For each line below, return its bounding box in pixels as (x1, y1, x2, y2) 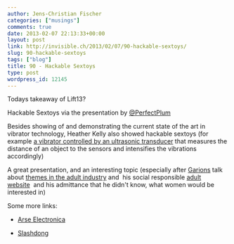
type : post (7, 69, 39, 76)
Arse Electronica (17, 215, 65, 224)
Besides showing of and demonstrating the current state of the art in (7, 122, 206, 131)
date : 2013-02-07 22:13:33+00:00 (7, 30, 105, 37)
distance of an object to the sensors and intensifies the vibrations (7, 145, 197, 153)
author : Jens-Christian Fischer (7, 10, 102, 18)
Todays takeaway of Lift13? (7, 95, 86, 103)
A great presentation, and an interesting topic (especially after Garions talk (7, 166, 223, 174)
